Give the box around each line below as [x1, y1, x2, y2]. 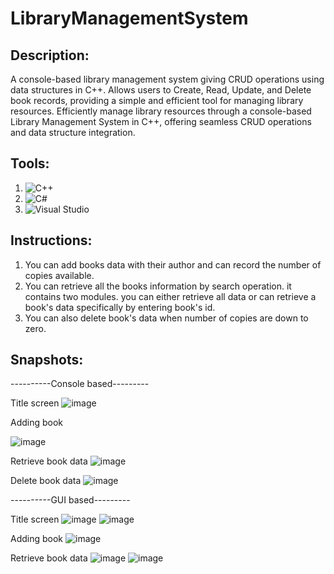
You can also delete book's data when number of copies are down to [24, 312, 309, 324]
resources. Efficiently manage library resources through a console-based [10, 105, 312, 117]
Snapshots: [10, 352, 84, 369]
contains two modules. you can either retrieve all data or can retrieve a [24, 290, 317, 302]
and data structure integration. [10, 127, 136, 138]
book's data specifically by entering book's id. [24, 301, 216, 313]
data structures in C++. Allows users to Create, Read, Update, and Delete [10, 84, 312, 96]
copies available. [24, 269, 95, 281]
